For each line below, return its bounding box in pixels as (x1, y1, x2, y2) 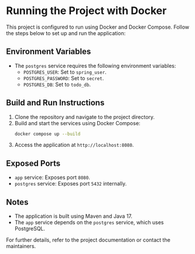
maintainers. (6, 243, 36, 250)
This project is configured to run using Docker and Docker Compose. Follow (6, 23, 189, 30)
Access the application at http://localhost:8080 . (14, 142, 134, 149)
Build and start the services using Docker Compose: (14, 119, 141, 126)
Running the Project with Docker (6, 4, 167, 18)
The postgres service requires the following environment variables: (14, 62, 176, 69)
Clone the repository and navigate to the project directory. (14, 113, 155, 121)
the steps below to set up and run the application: (6, 29, 126, 36)
